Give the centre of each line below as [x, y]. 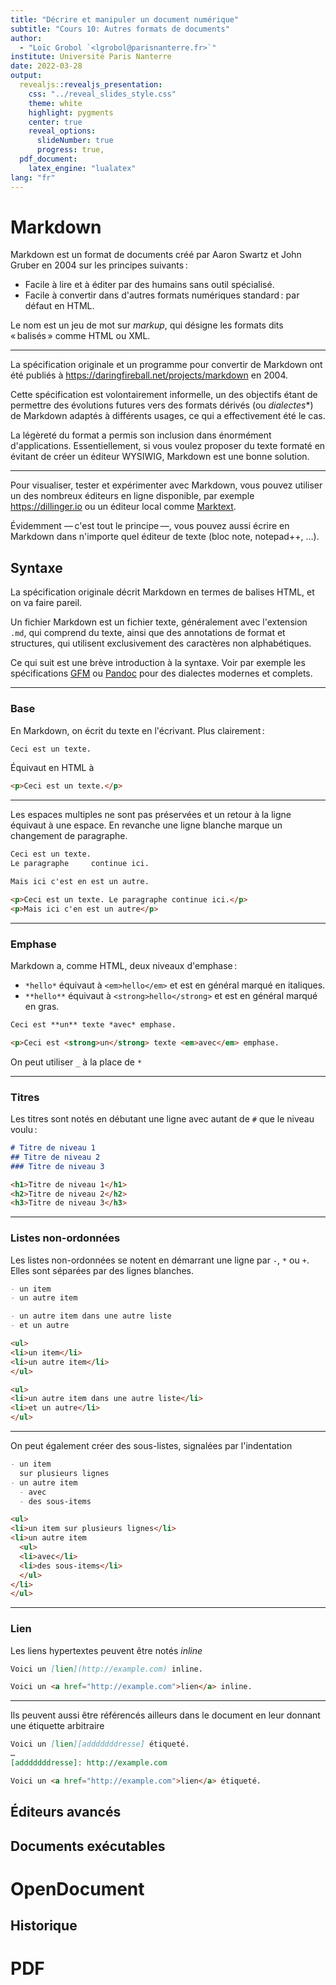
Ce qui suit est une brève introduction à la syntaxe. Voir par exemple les [158, 663]
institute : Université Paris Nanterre [91, 57]
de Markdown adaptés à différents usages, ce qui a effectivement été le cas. [168, 416]
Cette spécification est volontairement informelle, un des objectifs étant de [164, 395]
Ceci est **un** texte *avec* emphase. [93, 1024]
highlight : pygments [71, 112]
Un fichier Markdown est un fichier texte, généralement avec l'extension [159, 622]
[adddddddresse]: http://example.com [89, 1763]
